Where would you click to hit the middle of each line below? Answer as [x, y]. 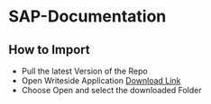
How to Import [50, 50]
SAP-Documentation [87, 17]
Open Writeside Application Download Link [101, 81]
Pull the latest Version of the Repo [84, 71]
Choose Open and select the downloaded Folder [111, 90]
